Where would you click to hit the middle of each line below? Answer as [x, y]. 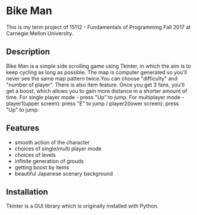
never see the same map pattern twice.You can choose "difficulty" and [92, 78]
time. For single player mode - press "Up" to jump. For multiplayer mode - [95, 97]
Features [23, 128]
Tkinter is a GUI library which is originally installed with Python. [82, 206]
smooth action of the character [52, 142]
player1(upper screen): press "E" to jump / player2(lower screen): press [93, 103]
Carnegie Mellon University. [40, 33]
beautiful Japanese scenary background [64, 173]
